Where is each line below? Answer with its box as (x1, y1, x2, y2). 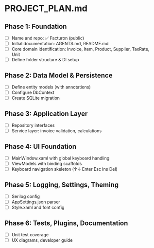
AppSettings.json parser (11, 199, 60, 205)
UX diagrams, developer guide (11, 237, 73, 243)
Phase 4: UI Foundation (4, 142, 77, 151)
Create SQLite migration (11, 95, 60, 101)
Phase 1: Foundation (4, 22, 67, 31)
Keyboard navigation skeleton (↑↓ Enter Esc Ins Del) (11, 166, 118, 172)
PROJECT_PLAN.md (4, 3, 88, 14)
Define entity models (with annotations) (11, 84, 91, 90)
